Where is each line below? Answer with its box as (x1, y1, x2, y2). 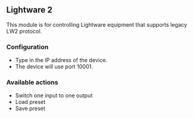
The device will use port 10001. (15, 63, 93, 71)
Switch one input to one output (15, 92, 93, 99)
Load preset (15, 99, 46, 106)
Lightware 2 (6, 5, 53, 15)
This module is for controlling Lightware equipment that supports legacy (6, 21, 188, 28)
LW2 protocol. (6, 27, 42, 35)
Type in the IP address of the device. (15, 57, 108, 64)
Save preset (15, 105, 46, 112)
